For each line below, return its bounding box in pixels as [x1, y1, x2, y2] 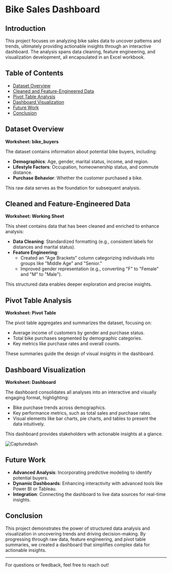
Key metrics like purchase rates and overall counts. [12, 341, 121, 347]
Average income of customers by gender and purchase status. [12, 330, 145, 336]
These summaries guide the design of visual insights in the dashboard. [5, 350, 155, 357]
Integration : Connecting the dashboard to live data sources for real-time [12, 491, 166, 497]
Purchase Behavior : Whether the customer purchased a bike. [12, 175, 143, 181]
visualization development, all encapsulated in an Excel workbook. [5, 54, 145, 60]
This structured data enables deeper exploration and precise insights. [5, 281, 152, 287]
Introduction [5, 24, 46, 33]
